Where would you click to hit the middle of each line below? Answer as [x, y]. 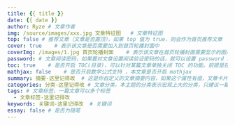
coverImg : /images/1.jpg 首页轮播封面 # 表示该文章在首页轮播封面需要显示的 [114, 53]
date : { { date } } [33, 20]
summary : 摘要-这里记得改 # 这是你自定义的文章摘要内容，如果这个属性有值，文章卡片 [118, 78]
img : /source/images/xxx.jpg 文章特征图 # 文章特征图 [85, 33]
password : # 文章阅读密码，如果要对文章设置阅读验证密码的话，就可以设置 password [116, 59]
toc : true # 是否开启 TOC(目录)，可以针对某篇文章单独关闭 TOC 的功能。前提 [113, 65]
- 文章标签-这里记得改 [42, 98]
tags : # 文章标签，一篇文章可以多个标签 [59, 91]
